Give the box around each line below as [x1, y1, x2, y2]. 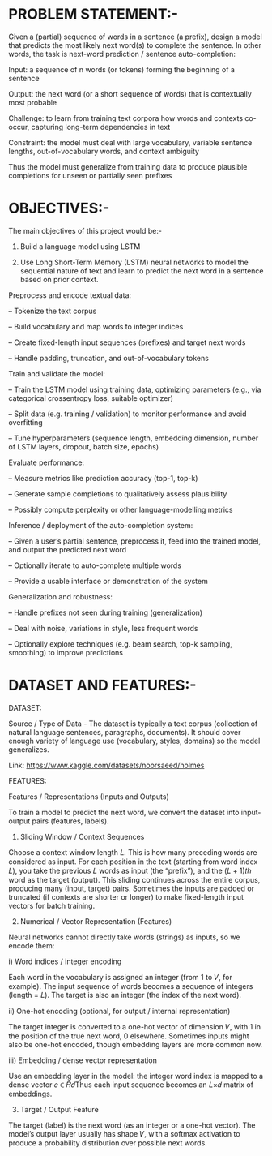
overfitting [8, 417, 43, 427]
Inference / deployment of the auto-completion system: [8, 520, 193, 530]
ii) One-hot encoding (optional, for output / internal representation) [8, 1006, 231, 1016]
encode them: [8, 940, 55, 950]
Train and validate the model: [8, 368, 105, 378]
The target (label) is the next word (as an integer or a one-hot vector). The [8, 1120, 256, 1130]
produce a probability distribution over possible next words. [8, 1137, 208, 1148]
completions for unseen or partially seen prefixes [8, 170, 172, 180]
